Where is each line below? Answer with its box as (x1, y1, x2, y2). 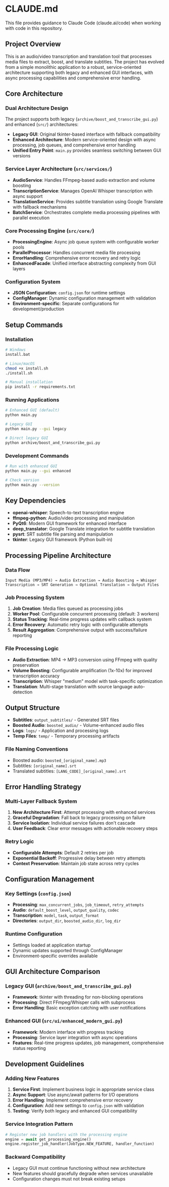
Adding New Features (5, 1075, 60, 1082)
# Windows (5, 347, 26, 352)
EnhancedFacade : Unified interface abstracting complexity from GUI (12, 260, 156, 266)
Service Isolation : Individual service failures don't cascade (12, 820, 135, 826)
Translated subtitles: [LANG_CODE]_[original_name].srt (12, 768, 126, 774)
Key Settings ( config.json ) (5, 890, 72, 897)
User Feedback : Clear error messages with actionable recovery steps (12, 826, 158, 832)
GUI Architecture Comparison (5, 967, 100, 976)
